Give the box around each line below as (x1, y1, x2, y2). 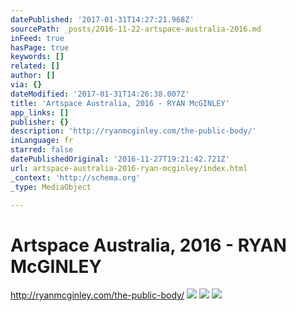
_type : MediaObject (10, 182, 92, 192)
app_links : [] (10, 107, 70, 118)
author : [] (10, 71, 56, 81)
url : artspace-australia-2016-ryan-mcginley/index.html (10, 163, 248, 173)
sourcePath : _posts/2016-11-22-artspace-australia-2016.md (10, 24, 262, 34)
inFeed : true (10, 33, 65, 43)
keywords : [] (10, 52, 65, 62)
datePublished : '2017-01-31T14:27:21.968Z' (10, 14, 195, 25)
